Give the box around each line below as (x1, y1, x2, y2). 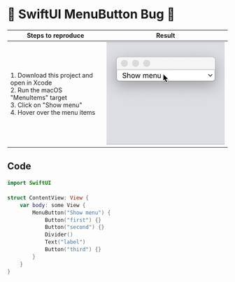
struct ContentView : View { (7, 194, 90, 202)
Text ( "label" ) (44, 239, 86, 246)
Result (156, 31, 176, 40)
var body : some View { (20, 202, 86, 209)
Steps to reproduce (27, 31, 85, 40)
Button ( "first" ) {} (44, 216, 101, 223)
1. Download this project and (10, 71, 93, 80)
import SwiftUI (7, 180, 52, 187)
